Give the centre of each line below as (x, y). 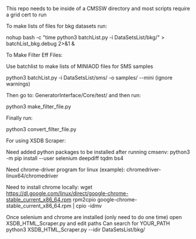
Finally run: (20, 118)
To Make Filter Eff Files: (35, 55)
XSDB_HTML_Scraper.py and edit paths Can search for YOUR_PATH (88, 223)
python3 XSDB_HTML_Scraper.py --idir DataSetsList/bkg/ (75, 230)
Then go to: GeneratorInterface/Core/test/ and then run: (74, 95)
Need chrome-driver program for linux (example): (66, 170)
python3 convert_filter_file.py (41, 129)
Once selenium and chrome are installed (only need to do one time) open (94, 217)
